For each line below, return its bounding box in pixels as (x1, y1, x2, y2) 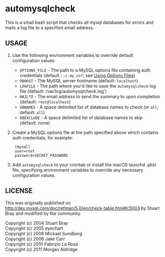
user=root (14, 148, 35, 154)
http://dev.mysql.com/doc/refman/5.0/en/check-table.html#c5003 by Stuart (5, 205, 160, 211)
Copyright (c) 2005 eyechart (5, 225, 63, 231)
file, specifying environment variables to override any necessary (12, 167, 143, 173)
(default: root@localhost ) (19, 99, 71, 105)
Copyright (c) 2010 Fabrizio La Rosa (5, 241, 78, 247)
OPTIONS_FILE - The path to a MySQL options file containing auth (19, 67, 151, 73)
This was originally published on (5, 199, 71, 206)
